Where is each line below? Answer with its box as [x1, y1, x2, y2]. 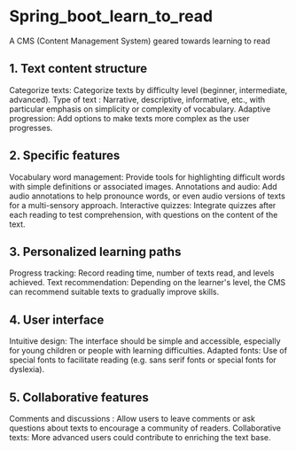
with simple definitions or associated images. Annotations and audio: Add [9, 181, 277, 191]
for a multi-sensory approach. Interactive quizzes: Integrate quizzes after [9, 199, 277, 210]
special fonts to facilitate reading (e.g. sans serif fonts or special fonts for [9, 354, 277, 365]
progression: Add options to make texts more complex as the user [9, 113, 250, 123]
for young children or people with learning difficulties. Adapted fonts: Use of [9, 346, 288, 356]
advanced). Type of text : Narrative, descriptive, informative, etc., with [9, 94, 266, 105]
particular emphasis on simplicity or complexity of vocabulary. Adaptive [9, 104, 271, 114]
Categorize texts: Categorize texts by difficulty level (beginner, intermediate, [9, 84, 288, 95]
